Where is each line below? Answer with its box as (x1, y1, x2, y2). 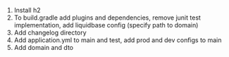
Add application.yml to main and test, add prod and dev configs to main (13, 36, 222, 44)
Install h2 (13, 6, 41, 14)
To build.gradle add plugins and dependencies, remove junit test (13, 13, 201, 22)
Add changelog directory (13, 28, 87, 37)
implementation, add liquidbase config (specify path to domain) (13, 21, 199, 29)
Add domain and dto (13, 44, 74, 51)
